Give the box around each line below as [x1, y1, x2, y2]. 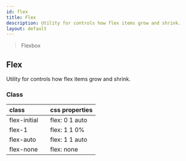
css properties [50, 106, 93, 114]
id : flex [6, 8, 28, 15]
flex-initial [9, 116, 39, 124]
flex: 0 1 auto [50, 116, 88, 124]
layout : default [6, 25, 47, 32]
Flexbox [20, 42, 41, 49]
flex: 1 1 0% [50, 126, 85, 134]
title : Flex [6, 14, 36, 20]
